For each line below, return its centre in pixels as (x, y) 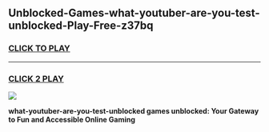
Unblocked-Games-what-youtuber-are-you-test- (134, 13)
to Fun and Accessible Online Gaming (72, 119)
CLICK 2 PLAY (36, 78)
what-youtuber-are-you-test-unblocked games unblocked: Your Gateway (134, 110)
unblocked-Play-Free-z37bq (81, 26)
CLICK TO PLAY (39, 49)
